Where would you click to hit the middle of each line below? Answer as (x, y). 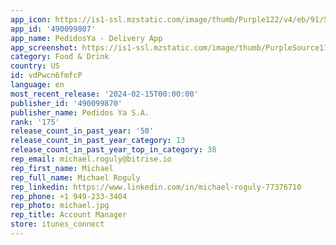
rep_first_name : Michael (62, 168)
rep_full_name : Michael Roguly (75, 177)
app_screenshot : (44, 47)
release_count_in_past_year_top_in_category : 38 (113, 150)
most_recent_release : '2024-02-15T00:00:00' (104, 94)
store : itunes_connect (57, 224)
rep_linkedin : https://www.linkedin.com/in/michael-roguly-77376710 (156, 187)
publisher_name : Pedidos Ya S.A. (80, 112)
